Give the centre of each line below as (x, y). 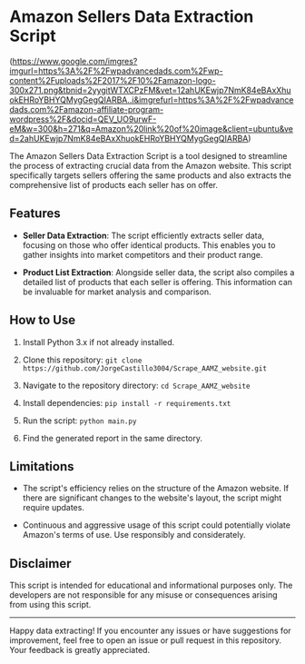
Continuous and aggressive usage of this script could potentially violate (156, 525)
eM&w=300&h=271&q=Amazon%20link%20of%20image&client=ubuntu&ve (151, 128)
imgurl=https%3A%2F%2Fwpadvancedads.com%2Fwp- (117, 71)
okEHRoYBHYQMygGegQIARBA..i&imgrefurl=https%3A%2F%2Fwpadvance (152, 99)
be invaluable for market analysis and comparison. (117, 292)
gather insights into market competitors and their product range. (143, 254)
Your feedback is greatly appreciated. (80, 650)
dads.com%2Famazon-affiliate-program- (87, 109)
